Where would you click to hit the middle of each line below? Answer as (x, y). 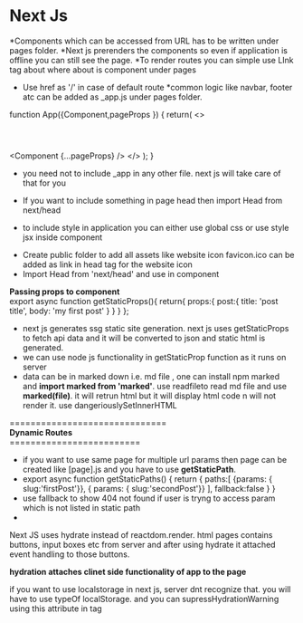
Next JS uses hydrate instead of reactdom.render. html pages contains (141, 534)
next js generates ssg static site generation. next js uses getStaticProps (156, 328)
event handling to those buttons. (70, 554)
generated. (43, 347)
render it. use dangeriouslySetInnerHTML (100, 405)
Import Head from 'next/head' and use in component (121, 273)
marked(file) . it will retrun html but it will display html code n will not (149, 396)
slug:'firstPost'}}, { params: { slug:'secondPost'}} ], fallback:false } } (149, 488)
